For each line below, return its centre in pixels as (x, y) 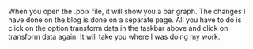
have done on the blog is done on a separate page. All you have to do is (125, 20)
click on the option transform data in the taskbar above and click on (118, 28)
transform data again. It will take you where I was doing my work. (114, 36)
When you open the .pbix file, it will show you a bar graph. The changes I (127, 11)
